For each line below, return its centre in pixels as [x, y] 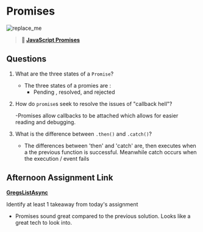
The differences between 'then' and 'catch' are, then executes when [110, 146]
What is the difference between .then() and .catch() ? [84, 134]
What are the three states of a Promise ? [64, 74]
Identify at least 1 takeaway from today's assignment [72, 204]
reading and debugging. [45, 122]
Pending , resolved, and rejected [74, 92]
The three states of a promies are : [68, 85]
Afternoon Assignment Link [60, 178]
